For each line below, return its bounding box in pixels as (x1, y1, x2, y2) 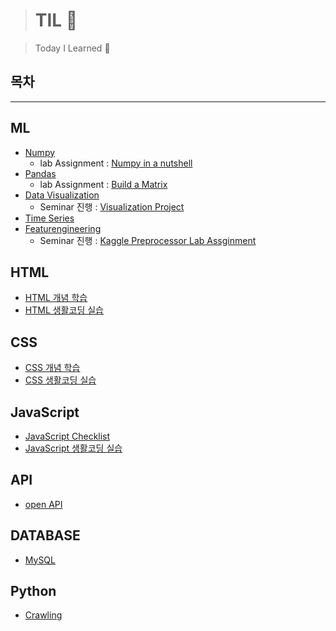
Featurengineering (24, 222, 102, 234)
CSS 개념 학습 (24, 362, 81, 374)
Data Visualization (24, 189, 100, 201)
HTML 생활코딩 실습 (24, 304, 104, 316)
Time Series (24, 212, 75, 224)
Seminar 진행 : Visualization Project (39, 200, 185, 213)
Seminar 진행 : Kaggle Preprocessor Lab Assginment (39, 234, 257, 246)
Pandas (24, 167, 57, 179)
